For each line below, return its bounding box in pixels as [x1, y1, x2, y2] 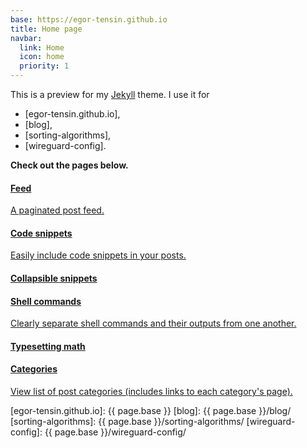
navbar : [10, 33, 43, 43]
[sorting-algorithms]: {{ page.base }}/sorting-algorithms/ [10, 416, 245, 427]
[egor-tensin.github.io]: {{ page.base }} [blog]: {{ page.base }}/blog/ [10, 405, 292, 416]
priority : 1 [19, 61, 70, 71]
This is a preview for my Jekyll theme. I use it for [10, 89, 210, 100]
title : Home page [10, 24, 83, 34]
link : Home [19, 42, 65, 53]
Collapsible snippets [10, 272, 98, 284]
